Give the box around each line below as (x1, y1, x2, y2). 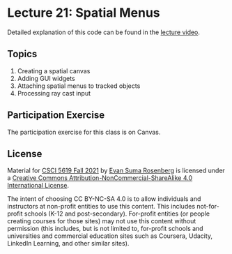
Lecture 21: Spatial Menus (7, 5, 160, 21)
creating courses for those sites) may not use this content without (7, 217, 196, 225)
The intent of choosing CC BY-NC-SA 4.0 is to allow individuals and (7, 195, 201, 203)
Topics (7, 48, 38, 60)
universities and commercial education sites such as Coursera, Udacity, (7, 232, 213, 240)
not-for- (196, 202, 219, 211)
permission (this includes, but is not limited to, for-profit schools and (7, 225, 203, 233)
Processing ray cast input (17, 89, 91, 97)
